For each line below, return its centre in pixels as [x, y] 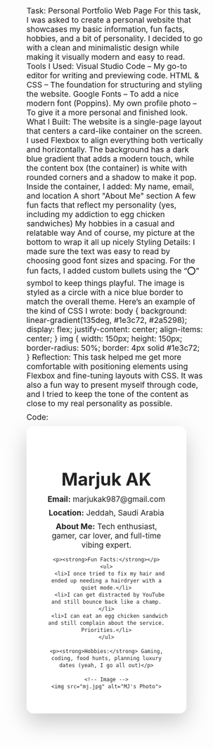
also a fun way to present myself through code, [112, 385]
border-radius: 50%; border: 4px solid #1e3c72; [113, 348]
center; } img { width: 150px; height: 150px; [104, 339]
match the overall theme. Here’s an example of [111, 302]
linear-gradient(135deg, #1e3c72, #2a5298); [107, 320]
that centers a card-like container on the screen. [114, 131]
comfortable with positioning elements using [107, 366]
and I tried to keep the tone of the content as [108, 394]
